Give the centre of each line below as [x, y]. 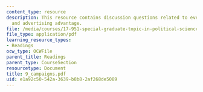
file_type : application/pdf [42, 34]
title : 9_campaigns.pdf [36, 74]
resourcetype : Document [36, 68]
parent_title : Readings [36, 57]
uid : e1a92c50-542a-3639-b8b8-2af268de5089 [62, 79]
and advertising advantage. [47, 23]
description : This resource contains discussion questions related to [97, 18]
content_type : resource [36, 12]
